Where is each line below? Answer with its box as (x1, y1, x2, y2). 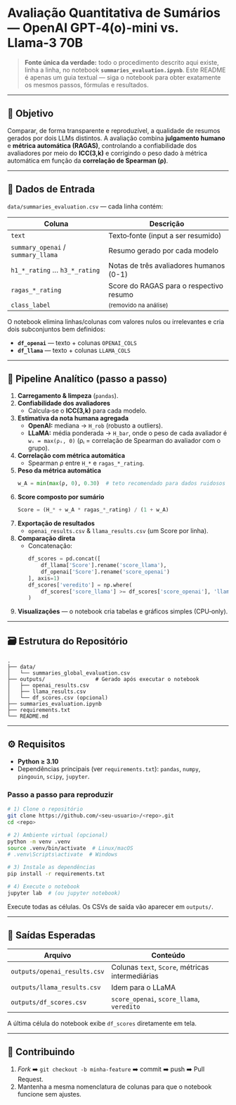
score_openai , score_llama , (111, 994, 200, 1004)
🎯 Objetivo (7, 108, 54, 120)
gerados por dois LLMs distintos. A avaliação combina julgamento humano (7, 134, 225, 142)
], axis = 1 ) (27, 575, 60, 582)
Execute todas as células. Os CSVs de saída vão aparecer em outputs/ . (7, 902, 214, 911)
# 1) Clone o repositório (7, 806, 83, 813)
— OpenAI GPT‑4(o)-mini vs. (7, 20, 179, 36)
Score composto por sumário (17, 493, 105, 501)
